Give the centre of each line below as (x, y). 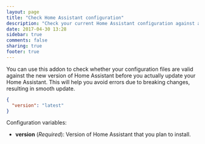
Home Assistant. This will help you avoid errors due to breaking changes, (98, 82)
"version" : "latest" (38, 105)
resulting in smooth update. (41, 88)
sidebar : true (24, 35)
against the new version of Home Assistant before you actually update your (101, 75)
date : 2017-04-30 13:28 (37, 29)
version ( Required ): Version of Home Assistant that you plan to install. (103, 134)
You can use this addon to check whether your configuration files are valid (100, 69)
